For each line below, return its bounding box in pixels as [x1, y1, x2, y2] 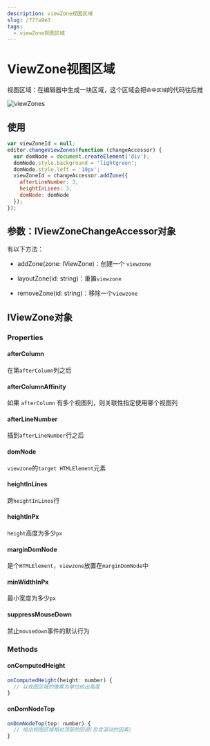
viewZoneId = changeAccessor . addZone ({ [13, 172, 128, 179]
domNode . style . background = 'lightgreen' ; [13, 159, 137, 166]
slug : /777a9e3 [7, 17, 51, 24]
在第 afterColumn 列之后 [7, 366, 72, 374]
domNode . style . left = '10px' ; [13, 166, 100, 173]
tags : [7, 23, 23, 30]
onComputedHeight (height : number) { [7, 677, 113, 684]
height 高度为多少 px [7, 529, 63, 537]
